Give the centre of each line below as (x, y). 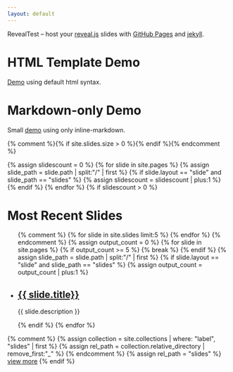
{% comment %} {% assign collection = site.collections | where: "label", (112, 339)
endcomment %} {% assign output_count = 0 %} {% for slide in (109, 242)
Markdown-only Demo (75, 110)
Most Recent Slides (65, 215)
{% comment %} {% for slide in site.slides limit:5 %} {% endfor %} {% (119, 235)
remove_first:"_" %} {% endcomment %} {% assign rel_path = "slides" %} (114, 354)
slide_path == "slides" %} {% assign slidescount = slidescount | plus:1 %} (114, 180)
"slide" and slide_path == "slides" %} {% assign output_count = (110, 265)
